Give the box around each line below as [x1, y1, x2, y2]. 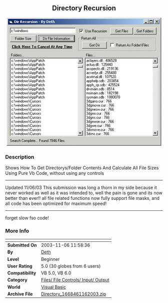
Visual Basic [40, 284, 66, 290]
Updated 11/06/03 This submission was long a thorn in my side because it [5, 185, 157, 191]
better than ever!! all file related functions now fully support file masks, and [5, 195, 160, 201]
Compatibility [7, 270, 36, 276]
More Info [5, 227, 29, 234]
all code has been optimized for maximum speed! [5, 200, 107, 207]
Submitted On [7, 242, 37, 248]
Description [5, 153, 34, 160]
